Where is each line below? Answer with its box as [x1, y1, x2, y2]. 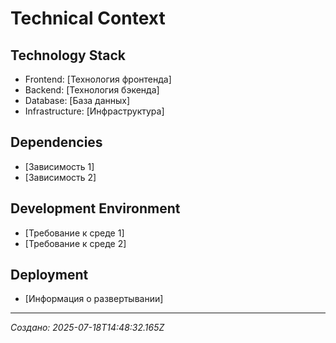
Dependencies [10, 134, 103, 151]
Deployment [10, 267, 89, 284]
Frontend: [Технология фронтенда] [24, 73, 172, 85]
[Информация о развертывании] [24, 293, 164, 305]
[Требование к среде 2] [24, 237, 127, 249]
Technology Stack [10, 47, 126, 64]
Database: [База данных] [24, 95, 131, 106]
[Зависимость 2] [24, 171, 97, 183]
